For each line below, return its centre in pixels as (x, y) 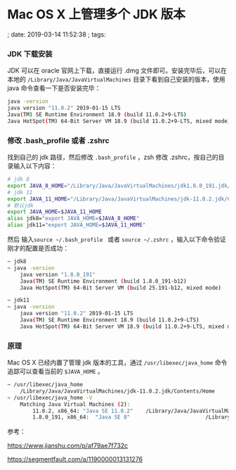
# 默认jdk (20, 205)
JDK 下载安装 (30, 53)
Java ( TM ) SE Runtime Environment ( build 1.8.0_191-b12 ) (104, 281)
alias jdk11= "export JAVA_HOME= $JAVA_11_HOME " (77, 225)
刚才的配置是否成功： (38, 248)
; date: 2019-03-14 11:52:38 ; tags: (57, 34)
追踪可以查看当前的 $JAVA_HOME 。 (55, 371)
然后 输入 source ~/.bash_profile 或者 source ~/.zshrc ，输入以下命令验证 (117, 239)
